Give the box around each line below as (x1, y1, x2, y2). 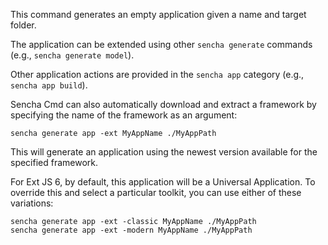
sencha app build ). (10, 79, 88, 91)
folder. (10, 19, 37, 31)
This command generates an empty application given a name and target (10, 9, 307, 20)
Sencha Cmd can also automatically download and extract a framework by (10, 99, 317, 110)
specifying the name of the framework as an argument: (10, 109, 238, 121)
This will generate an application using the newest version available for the (10, 146, 318, 158)
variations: (10, 197, 54, 209)
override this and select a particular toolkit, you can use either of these (10, 187, 302, 198)
